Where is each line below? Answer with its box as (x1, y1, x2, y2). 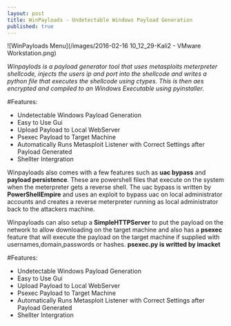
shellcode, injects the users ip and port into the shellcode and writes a (7, 70, 207, 78)
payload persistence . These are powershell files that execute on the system (7, 176, 224, 184)
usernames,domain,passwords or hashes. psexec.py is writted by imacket (7, 241, 221, 249)
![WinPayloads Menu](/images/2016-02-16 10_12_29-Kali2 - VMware (7, 42, 201, 50)
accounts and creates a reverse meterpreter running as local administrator (7, 198, 219, 206)
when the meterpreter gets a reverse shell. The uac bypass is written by (7, 183, 212, 192)
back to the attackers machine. (7, 205, 95, 214)
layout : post (7, 10, 45, 17)
